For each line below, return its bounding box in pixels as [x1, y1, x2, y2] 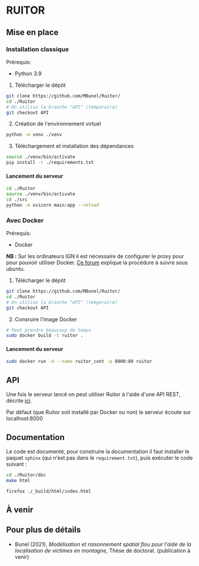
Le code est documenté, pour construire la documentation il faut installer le [6, 448, 190, 455]
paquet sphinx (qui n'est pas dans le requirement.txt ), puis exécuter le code [6, 454, 193, 461]
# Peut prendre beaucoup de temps [6, 327, 92, 333]
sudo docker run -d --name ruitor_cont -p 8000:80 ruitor [6, 359, 152, 365]
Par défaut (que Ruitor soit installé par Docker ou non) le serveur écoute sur [6, 409, 191, 416]
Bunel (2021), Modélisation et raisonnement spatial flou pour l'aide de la [14, 540, 191, 548]
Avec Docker [6, 216, 44, 224]
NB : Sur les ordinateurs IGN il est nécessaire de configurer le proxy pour [6, 253, 184, 260]
